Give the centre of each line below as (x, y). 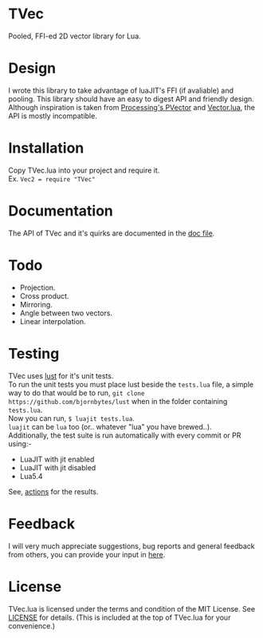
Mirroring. (36, 304)
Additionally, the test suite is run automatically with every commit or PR (125, 435)
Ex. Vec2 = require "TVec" (52, 178)
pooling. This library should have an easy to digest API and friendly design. (131, 99)
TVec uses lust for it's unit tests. (61, 375)
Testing (34, 353)
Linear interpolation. (53, 321)
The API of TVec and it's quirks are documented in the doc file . (112, 233)
